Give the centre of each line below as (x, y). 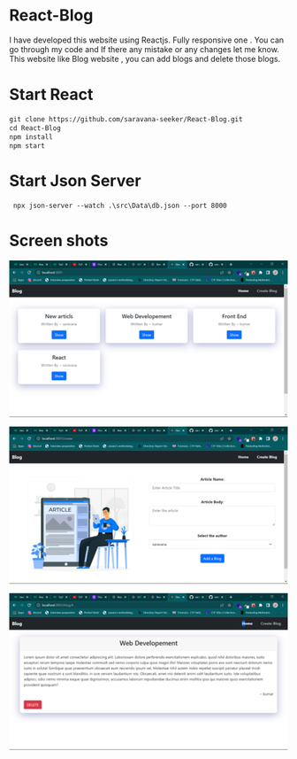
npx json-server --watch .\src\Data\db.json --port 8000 (120, 205)
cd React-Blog (35, 128)
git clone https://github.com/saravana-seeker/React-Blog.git (126, 119)
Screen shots (59, 241)
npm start (27, 146)
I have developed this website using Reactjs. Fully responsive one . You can (147, 40)
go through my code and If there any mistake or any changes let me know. (145, 49)
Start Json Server (75, 181)
